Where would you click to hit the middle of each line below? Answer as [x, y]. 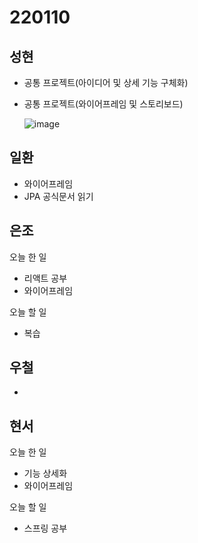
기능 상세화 [45, 473]
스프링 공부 [45, 528]
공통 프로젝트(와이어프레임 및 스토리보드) [103, 104]
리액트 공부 [45, 278]
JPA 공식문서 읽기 [58, 196]
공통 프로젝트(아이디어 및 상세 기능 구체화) [106, 82]
